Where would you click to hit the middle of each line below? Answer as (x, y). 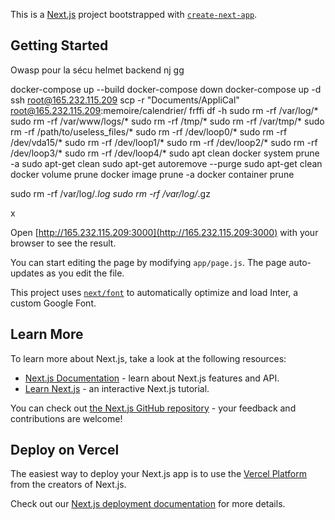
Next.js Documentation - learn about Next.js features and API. (152, 378)
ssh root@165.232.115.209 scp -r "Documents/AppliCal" (125, 100)
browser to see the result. (63, 243)
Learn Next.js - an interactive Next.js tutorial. (117, 388)
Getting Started (59, 45)
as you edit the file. (85, 273)
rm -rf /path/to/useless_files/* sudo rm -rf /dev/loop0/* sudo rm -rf (149, 131)
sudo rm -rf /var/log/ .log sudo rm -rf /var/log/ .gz (110, 193)
